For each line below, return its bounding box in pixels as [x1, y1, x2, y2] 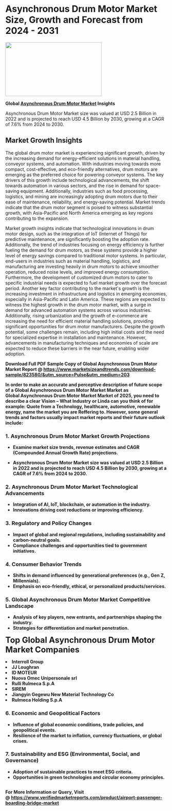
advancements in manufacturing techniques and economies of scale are [5, 340, 158, 346]
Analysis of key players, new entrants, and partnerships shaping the [12, 614, 162, 620]
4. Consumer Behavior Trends [5, 560, 82, 568]
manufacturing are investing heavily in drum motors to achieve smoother [5, 263, 159, 270]
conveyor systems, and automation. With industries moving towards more [5, 160, 161, 167]
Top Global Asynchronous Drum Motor [5, 635, 155, 645]
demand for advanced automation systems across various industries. [5, 307, 151, 313]
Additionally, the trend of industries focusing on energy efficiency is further [5, 241, 164, 248]
